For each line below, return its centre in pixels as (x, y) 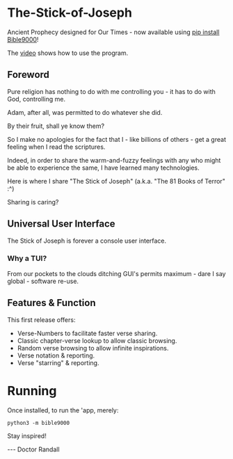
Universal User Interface (62, 224)
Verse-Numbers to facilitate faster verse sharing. (87, 333)
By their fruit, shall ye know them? (56, 126)
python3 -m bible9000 (39, 423)
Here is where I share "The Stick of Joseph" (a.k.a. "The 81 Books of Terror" (116, 181)
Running (32, 390)
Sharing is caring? (33, 202)
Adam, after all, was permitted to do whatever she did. (85, 112)
